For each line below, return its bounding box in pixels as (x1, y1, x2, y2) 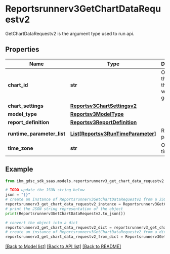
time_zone (8, 145, 34, 152)
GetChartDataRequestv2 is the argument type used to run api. (5, 30, 135, 36)
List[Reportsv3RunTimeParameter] (70, 130, 156, 137)
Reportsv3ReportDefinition (70, 118, 137, 125)
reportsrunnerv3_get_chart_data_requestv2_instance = (5, 202, 121, 207)
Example (5, 165, 33, 174)
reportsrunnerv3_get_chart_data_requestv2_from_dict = (5, 234, 123, 239)
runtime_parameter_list (8, 130, 66, 137)
